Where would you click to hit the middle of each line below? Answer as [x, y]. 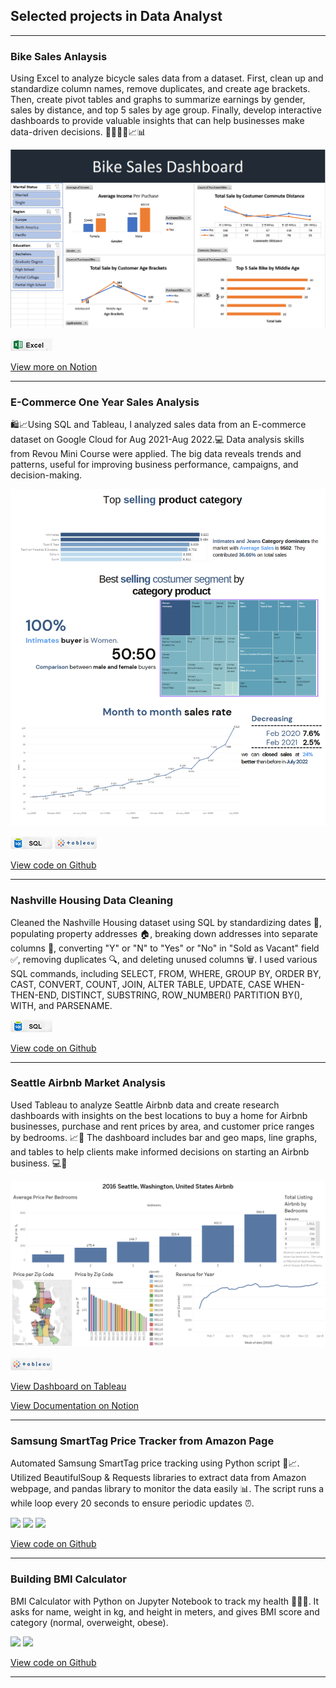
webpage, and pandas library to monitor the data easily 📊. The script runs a [167, 1489]
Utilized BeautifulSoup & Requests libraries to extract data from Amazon [158, 1478]
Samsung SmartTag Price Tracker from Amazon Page [142, 1441]
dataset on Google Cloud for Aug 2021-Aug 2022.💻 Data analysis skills [157, 440]
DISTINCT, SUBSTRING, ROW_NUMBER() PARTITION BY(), [182, 995]
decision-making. [46, 475]
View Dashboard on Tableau [68, 1386]
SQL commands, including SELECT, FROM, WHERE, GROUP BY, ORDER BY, [166, 973]
